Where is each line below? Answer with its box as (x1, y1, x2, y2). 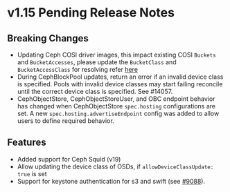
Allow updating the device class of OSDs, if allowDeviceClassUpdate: (17, 162, 214, 171)
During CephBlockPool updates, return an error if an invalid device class (17, 73, 224, 81)
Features (7, 137, 46, 148)
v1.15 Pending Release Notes (7, 5, 175, 21)
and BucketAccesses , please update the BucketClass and (17, 58, 177, 66)
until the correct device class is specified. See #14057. (17, 88, 173, 95)
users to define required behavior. (17, 117, 114, 125)
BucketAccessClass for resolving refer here (17, 66, 139, 73)
